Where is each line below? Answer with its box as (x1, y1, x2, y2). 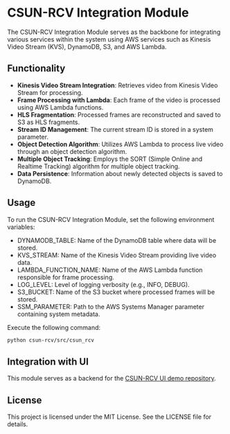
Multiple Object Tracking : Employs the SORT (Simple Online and (17, 155, 203, 163)
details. (7, 420, 28, 428)
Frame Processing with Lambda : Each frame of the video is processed (17, 96, 220, 104)
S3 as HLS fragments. (17, 118, 80, 126)
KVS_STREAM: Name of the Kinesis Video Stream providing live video (17, 251, 217, 259)
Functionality (7, 62, 66, 74)
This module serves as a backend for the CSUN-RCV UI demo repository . (7, 374, 216, 383)
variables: (7, 223, 35, 231)
